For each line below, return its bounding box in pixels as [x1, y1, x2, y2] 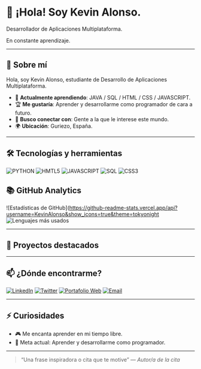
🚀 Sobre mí [6, 60, 47, 70]
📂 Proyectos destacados [6, 240, 99, 250]
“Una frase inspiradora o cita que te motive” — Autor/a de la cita [20, 356, 181, 363]
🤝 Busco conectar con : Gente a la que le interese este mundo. [14, 115, 169, 122]
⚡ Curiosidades [6, 311, 65, 321]
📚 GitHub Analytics [6, 185, 82, 196]
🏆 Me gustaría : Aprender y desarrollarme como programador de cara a [14, 100, 193, 107]
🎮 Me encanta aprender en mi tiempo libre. [14, 330, 123, 337]
